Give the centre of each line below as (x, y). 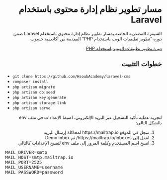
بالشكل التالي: (149, 122)
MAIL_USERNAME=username (34, 167)
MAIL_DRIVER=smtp (26, 152)
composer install (30, 82)
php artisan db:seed (34, 92)
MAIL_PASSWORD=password (34, 172)
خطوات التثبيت (142, 64)
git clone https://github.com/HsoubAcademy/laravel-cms (71, 76)
